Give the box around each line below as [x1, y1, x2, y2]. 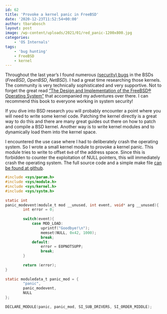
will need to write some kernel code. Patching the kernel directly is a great [5, 113, 157, 119]
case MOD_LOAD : [31, 221, 64, 226]
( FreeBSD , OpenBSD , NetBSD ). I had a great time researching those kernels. [5, 77, 161, 83]
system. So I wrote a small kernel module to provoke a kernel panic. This [5, 144, 154, 150]
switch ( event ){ [23, 216, 55, 221]
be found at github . [5, 165, 45, 171]
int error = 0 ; [23, 207, 55, 212]
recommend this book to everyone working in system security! [5, 98, 133, 105]
